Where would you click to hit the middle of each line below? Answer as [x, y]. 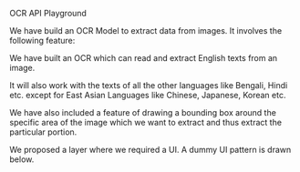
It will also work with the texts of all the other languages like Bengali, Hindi [149, 85]
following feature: [42, 40]
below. [22, 159]
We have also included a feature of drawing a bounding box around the [143, 112]
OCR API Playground [48, 13]
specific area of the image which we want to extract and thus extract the [146, 122]
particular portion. [43, 132]
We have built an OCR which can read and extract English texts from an [144, 58]
